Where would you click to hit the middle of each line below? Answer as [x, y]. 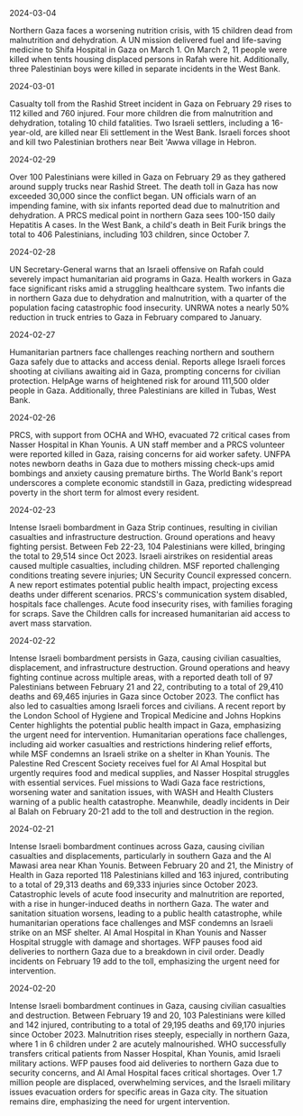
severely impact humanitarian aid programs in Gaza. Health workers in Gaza [151, 279]
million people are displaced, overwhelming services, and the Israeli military [150, 1082]
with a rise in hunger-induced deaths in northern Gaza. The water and [139, 904]
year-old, [26, 133]
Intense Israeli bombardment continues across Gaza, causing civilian [137, 846]
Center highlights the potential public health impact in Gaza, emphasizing [145, 725]
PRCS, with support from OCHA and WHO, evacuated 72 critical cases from [150, 435]
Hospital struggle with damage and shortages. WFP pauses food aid [136, 942]
